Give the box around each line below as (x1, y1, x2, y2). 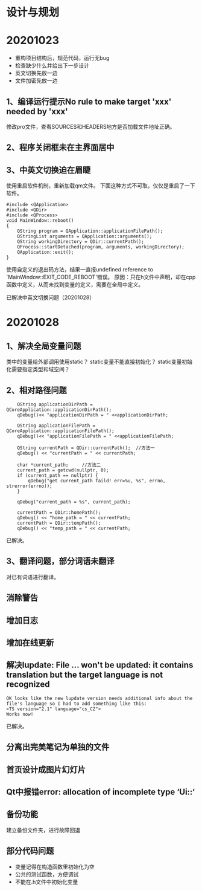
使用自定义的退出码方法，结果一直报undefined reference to (6, 266, 154, 273)
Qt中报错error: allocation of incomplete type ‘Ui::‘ (6, 786, 195, 797)
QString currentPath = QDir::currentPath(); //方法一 (17, 445, 155, 451)
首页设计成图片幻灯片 (6, 764, 86, 774)
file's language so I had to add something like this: (6, 701, 147, 707)
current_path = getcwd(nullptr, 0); (17, 467, 110, 473)
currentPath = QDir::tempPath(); (17, 520, 101, 526)
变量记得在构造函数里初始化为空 (14, 863, 95, 870)
